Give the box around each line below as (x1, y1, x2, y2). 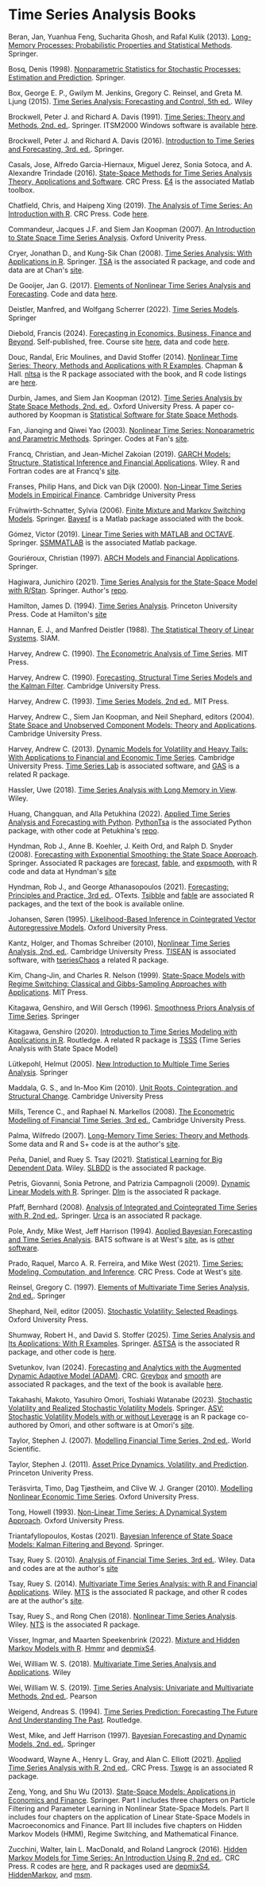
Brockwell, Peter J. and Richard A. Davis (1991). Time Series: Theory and (8, 111, 245, 121)
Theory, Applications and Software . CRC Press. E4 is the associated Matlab (8, 177, 255, 186)
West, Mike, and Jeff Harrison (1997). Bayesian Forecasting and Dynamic (8, 1730, 247, 1740)
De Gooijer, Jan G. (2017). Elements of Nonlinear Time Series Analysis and (8, 280, 252, 290)
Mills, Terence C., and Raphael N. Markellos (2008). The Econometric (8, 1106, 236, 1116)
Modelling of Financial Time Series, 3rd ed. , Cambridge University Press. (8, 1115, 246, 1125)
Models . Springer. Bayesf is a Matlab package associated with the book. (8, 513, 245, 523)
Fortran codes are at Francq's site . (8, 466, 121, 475)
